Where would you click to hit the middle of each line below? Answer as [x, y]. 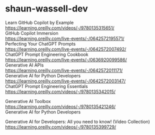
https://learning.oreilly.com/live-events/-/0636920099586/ [66, 59]
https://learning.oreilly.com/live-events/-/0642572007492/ [66, 49]
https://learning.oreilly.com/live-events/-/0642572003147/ [65, 81]
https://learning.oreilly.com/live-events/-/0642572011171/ [64, 70]
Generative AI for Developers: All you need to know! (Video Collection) [77, 121]
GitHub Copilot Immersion [32, 33]
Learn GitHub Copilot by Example [39, 22]
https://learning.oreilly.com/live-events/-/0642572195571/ [65, 38]
